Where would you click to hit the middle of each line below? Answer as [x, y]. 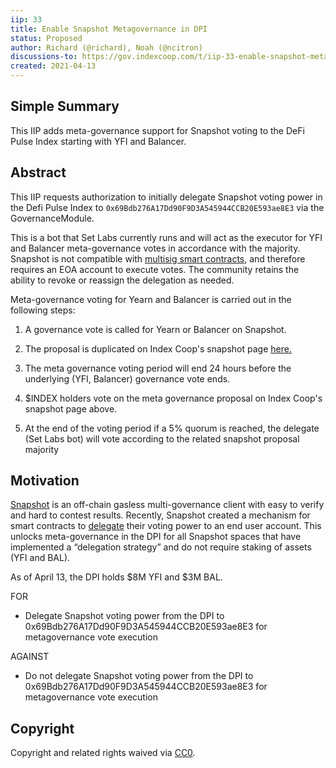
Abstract [38, 172]
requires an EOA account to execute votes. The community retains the [155, 269]
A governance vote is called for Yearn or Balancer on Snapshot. [155, 329]
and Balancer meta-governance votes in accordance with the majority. [155, 248]
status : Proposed [46, 38]
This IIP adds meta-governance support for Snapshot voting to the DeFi [157, 130]
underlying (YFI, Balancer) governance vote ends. [127, 378]
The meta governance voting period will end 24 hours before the [158, 368]
